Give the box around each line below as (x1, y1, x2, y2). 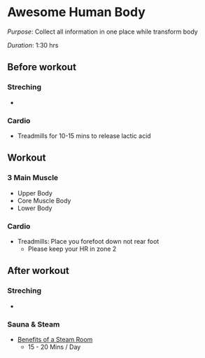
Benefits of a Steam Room (17, 335, 93, 343)
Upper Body (17, 188, 52, 197)
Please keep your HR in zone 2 (27, 245, 117, 253)
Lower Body (17, 204, 52, 212)
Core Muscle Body (17, 196, 71, 205)
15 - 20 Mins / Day (27, 343, 81, 351)
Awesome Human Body (7, 4, 146, 20)
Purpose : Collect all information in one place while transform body (7, 27, 198, 36)
